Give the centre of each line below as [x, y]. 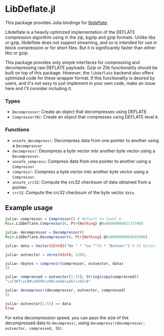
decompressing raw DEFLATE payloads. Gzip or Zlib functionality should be [81, 68]
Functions [17, 130]
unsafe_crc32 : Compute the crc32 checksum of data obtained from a [81, 182]
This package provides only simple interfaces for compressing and [72, 62]
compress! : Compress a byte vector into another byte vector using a [80, 171]
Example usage [29, 207]
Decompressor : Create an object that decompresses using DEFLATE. [80, 112]
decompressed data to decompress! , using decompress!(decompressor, [75, 323]
